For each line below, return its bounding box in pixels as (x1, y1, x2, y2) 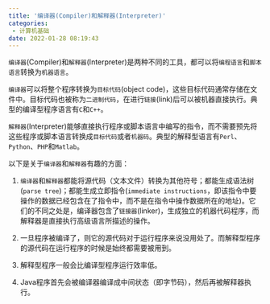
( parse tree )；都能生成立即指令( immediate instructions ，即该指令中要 (19, 186, 257, 195)
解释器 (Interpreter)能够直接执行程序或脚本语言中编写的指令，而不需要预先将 (8, 121, 258, 131)
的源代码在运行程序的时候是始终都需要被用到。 (19, 243, 176, 253)
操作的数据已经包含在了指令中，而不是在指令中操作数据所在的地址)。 (19, 196, 249, 206)
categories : (8, 19, 48, 27)
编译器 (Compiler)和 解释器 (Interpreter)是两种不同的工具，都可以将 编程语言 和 (8, 57, 250, 67)
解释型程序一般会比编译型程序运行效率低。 (19, 261, 162, 270)
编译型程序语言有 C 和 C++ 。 (22, 105, 108, 114)
